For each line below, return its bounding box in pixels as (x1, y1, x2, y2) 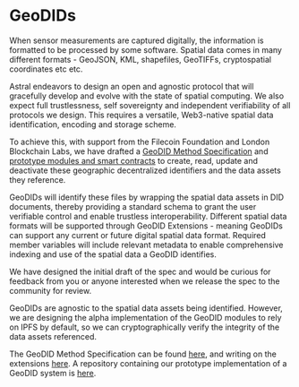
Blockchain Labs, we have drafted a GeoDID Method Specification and (9, 145, 269, 157)
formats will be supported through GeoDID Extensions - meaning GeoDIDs (9, 220, 284, 231)
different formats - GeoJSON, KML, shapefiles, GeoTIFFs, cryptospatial (9, 54, 271, 64)
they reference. (9, 174, 66, 185)
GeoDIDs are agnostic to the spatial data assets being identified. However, (9, 302, 284, 314)
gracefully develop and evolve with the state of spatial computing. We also (9, 90, 285, 101)
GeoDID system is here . (9, 367, 97, 378)
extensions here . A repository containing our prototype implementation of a (9, 357, 287, 368)
